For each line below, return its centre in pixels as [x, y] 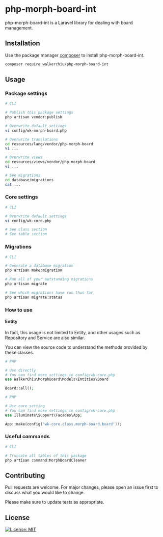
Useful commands [27, 437]
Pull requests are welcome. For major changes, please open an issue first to [82, 487]
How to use [19, 310]
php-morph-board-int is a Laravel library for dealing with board [69, 23]
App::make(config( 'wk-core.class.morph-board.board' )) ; [63, 424]
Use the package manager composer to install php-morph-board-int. [75, 55]
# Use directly [21, 370]
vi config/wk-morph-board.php [36, 130]
